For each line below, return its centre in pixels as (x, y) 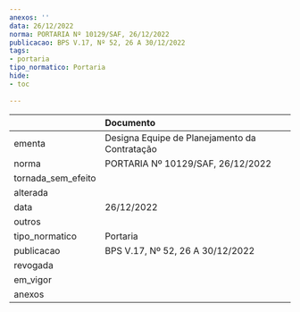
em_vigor (33, 280)
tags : (19, 51)
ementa (30, 143)
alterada (31, 192)
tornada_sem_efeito (55, 178)
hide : (19, 76)
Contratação (131, 148)
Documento (130, 122)
